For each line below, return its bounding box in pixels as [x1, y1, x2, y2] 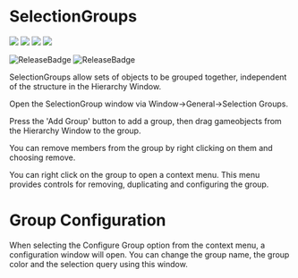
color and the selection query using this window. [9, 258, 188, 269]
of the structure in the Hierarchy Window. [9, 80, 162, 91]
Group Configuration [9, 210, 166, 231]
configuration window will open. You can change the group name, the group [9, 249, 290, 260]
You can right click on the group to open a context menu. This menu [9, 169, 260, 180]
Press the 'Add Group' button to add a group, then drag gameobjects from [9, 115, 282, 126]
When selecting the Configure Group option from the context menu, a [9, 240, 266, 250]
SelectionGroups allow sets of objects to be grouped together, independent [9, 72, 287, 82]
